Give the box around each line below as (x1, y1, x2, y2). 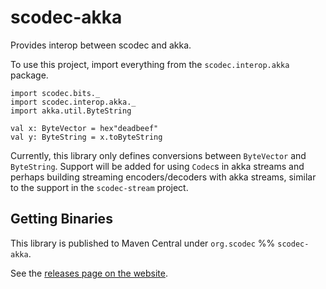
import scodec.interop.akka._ (10, 97, 137, 107)
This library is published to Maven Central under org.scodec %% (10, 237, 276, 249)
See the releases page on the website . (10, 267, 169, 279)
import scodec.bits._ (10, 88, 101, 98)
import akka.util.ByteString (10, 106, 132, 116)
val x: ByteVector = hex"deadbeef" (10, 123, 159, 133)
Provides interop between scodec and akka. (10, 39, 192, 51)
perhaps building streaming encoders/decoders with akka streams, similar (10, 171, 317, 183)
